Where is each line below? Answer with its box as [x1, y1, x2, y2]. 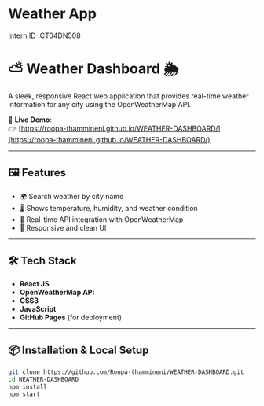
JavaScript [19, 304, 57, 313]
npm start [8, 390, 41, 398]
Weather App [8, 5, 97, 23]
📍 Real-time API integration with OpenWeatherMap [19, 214, 184, 224]
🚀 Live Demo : [8, 115, 53, 124]
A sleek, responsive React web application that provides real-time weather [8, 91, 249, 101]
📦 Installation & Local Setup [8, 343, 149, 356]
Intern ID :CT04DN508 [8, 31, 81, 40]
